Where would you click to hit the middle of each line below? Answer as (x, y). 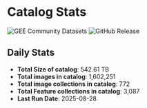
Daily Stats (31, 53)
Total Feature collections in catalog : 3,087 (78, 91)
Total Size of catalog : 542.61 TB (63, 69)
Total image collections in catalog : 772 (73, 84)
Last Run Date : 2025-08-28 (57, 98)
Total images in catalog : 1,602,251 (66, 76)
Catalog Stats (47, 12)
